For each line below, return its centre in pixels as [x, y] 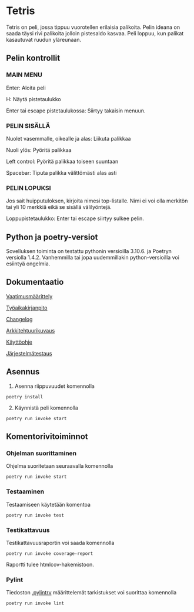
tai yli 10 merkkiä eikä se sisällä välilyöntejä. [59, 207]
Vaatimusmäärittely [29, 296]
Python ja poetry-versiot [52, 237]
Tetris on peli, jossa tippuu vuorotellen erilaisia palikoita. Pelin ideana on [93, 27]
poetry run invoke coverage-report [50, 553]
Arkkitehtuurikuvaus [31, 330]
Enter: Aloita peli [26, 88]
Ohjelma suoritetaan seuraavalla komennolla [60, 466]
